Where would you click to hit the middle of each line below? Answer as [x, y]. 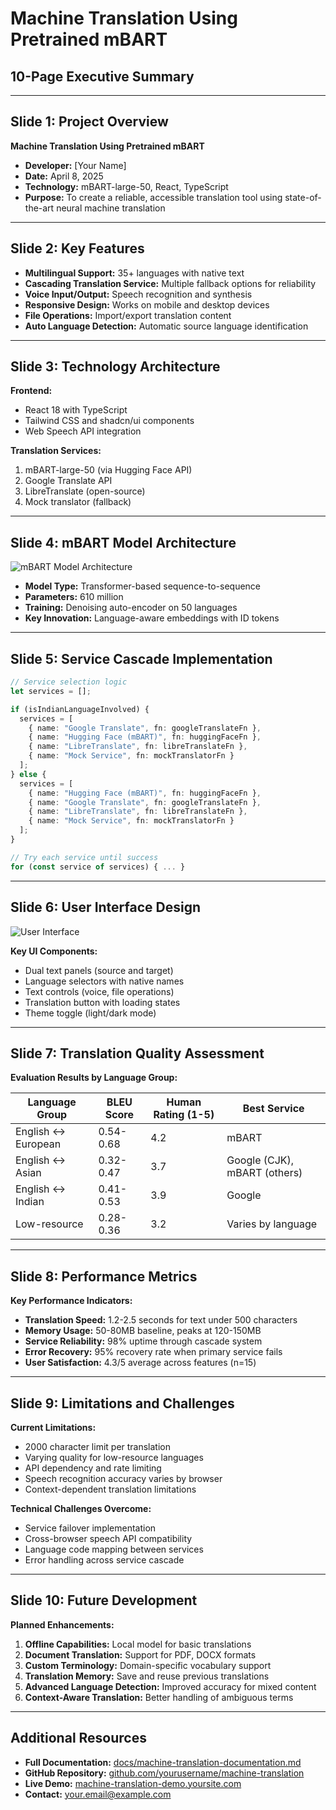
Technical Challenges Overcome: [81, 1508]
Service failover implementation [90, 1528]
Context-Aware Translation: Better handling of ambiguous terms [159, 1697]
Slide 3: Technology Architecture [115, 367]
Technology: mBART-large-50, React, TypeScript [126, 186]
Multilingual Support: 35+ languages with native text [134, 273]
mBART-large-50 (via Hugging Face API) [108, 470]
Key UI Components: [54, 951]
